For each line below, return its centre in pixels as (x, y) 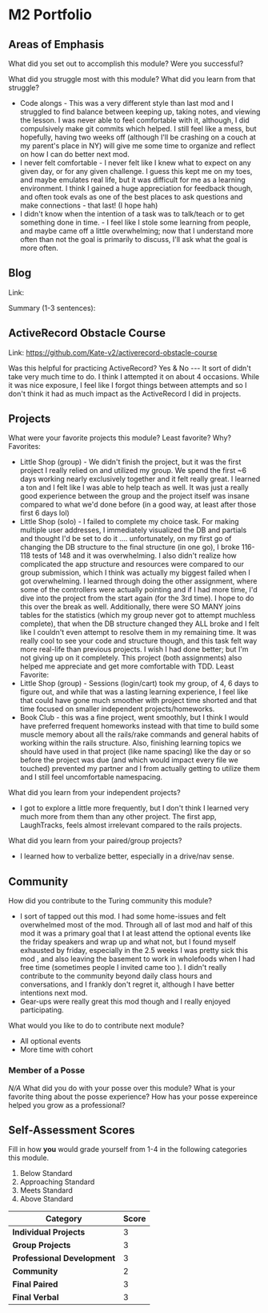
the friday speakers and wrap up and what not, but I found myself (128, 942)
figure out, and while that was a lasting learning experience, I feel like (134, 692)
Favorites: (25, 446)
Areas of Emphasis (56, 44)
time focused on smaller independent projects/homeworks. (117, 709)
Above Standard (46, 1199)
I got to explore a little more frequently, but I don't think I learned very (134, 808)
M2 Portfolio (50, 15)
